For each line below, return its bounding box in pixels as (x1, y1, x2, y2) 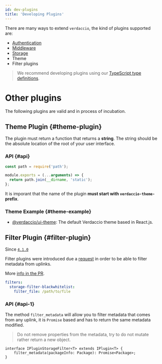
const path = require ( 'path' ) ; (5, 164, 69, 169)
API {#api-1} (5, 300, 35, 307)
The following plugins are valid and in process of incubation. (5, 108, 126, 114)
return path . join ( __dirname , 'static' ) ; (9, 177, 92, 182)
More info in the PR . (5, 271, 45, 277)
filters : (5, 280, 23, 285)
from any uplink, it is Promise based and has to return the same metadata (5, 317, 151, 323)
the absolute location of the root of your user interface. (5, 141, 115, 147)
